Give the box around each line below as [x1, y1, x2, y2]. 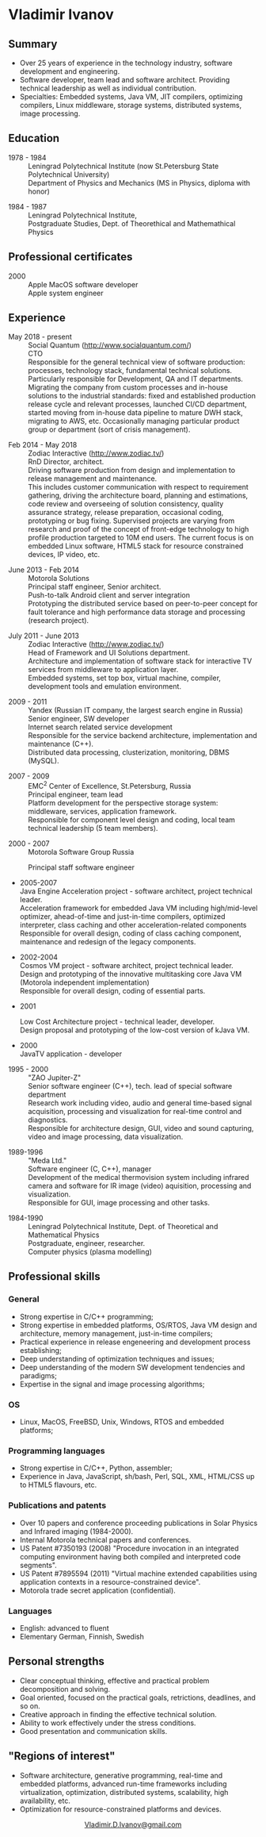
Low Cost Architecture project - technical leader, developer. [19, 1017, 215, 1027]
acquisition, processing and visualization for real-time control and [28, 1107, 242, 1116]
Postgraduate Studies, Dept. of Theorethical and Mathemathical [28, 218, 236, 228]
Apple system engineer [28, 288, 104, 298]
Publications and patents [8, 1500, 107, 1511]
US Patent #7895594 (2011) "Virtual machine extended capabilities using [19, 1569, 257, 1578]
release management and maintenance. [28, 474, 158, 483]
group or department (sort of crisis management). [28, 425, 191, 434]
